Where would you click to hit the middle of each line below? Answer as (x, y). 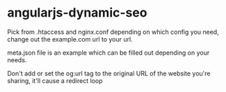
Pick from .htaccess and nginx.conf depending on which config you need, (113, 32)
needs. (17, 59)
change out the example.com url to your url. (70, 39)
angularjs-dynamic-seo (77, 13)
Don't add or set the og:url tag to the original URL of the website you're (109, 73)
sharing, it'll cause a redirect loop (55, 80)
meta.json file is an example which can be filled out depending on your (108, 53)
